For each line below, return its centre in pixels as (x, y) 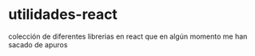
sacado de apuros (38, 44)
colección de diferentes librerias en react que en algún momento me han (128, 36)
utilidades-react (63, 15)
